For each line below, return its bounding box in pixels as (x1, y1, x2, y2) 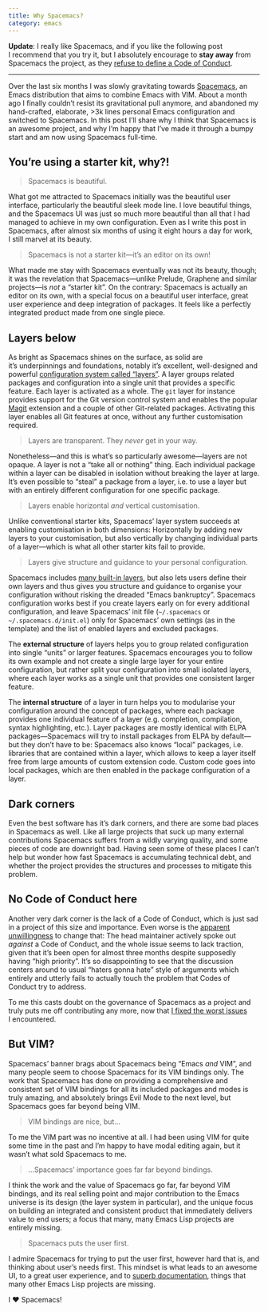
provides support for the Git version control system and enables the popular (8, 395, 258, 405)
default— (220, 731, 251, 741)
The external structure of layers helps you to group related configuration (8, 639, 249, 649)
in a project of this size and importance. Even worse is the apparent (8, 922, 231, 932)
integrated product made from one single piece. (8, 308, 166, 318)
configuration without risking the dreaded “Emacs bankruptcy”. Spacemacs (8, 590, 256, 600)
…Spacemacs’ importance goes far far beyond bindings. (27, 1165, 213, 1174)
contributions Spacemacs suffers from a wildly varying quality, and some (8, 835, 249, 845)
